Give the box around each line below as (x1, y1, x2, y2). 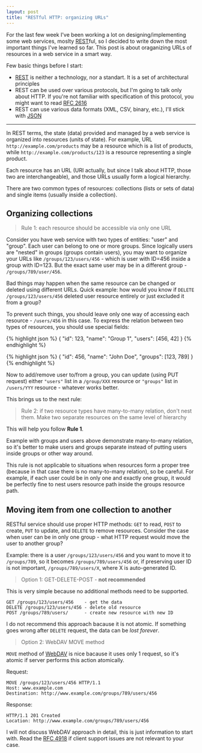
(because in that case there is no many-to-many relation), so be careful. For (6, 468, 194, 475)
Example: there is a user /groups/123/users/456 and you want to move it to (6, 552, 191, 559)
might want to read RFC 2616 (14, 99, 87, 106)
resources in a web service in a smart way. (6, 50, 112, 57)
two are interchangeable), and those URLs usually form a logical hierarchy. (6, 173, 191, 180)
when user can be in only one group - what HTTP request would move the (6, 534, 190, 541)
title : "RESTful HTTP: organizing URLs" (6, 14, 109, 20)
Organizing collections (6, 208, 93, 219)
